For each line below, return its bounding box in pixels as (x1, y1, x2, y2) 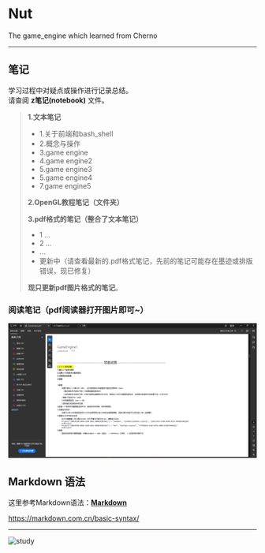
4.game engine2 (39, 155, 93, 166)
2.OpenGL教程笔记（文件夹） (27, 197, 124, 207)
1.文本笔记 (27, 112, 62, 121)
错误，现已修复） (39, 266, 95, 275)
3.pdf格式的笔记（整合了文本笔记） (27, 214, 144, 223)
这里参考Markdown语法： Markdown (8, 498, 128, 507)
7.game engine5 (39, 181, 91, 190)
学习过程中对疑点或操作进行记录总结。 (8, 85, 132, 95)
